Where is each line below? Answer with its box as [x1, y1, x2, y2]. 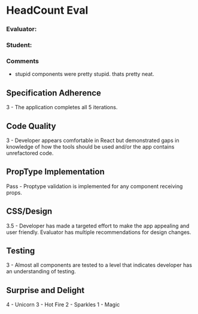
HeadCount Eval [6, 4, 89, 17]
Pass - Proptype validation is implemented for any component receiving [6, 183, 183, 190]
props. [6, 189, 22, 196]
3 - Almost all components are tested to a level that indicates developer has [6, 261, 193, 269]
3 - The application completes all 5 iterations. [6, 104, 118, 111]
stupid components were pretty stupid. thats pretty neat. [14, 70, 154, 78]
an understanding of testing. [6, 268, 76, 275]
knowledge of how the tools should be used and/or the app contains [6, 143, 175, 150]
